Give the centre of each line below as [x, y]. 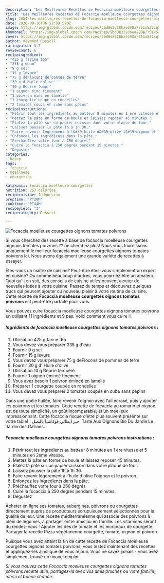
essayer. [14, 261]
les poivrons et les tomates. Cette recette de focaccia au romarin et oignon [81, 406]
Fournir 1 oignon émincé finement [46, 376]
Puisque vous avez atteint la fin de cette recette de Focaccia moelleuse [77, 541]
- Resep [13, 159]
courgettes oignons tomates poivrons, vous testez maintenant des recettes [81, 547]
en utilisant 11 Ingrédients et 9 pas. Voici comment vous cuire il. [69, 316]
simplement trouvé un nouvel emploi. [43, 557]
